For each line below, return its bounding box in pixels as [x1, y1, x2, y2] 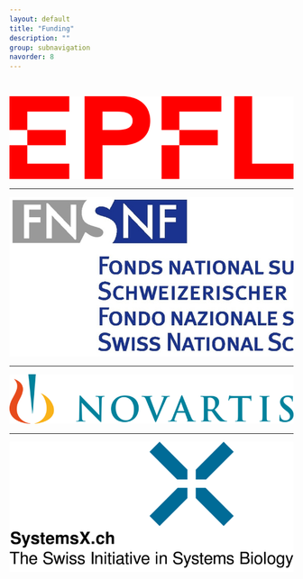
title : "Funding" [9, 23, 75, 33]
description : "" [9, 33, 70, 42]
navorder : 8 [9, 52, 54, 62]
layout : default [9, 14, 70, 23]
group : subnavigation [9, 43, 91, 52]
